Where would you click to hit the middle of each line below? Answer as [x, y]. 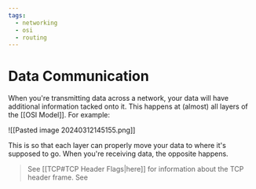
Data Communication [79, 76]
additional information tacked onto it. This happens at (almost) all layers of [128, 106]
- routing [31, 37]
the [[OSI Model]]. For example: [59, 115]
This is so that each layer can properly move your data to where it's [117, 146]
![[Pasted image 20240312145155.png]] [72, 130]
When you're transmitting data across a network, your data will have [119, 98]
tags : [17, 15]
